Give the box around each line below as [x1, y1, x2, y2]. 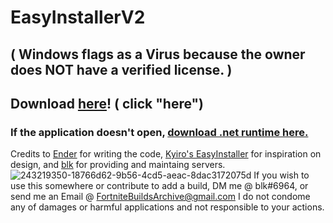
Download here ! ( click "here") [10, 95, 205, 112]
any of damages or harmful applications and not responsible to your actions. [10, 201, 325, 213]
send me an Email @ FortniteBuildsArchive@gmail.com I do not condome [10, 191, 311, 203]
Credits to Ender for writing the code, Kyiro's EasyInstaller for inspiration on [10, 148, 322, 160]
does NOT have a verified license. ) [10, 61, 233, 78]
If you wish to [253, 169, 310, 181]
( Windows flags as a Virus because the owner [10, 46, 306, 63]
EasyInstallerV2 [10, 6, 146, 29]
